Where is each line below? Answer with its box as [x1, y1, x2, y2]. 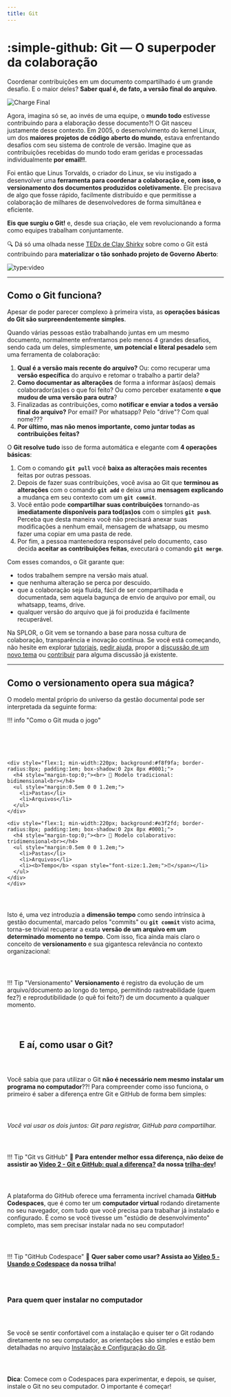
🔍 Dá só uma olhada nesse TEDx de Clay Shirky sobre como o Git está [7, 239, 208, 248]
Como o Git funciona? [7, 289, 102, 301]
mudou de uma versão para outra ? [16, 393, 118, 402]
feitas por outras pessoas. [16, 471, 91, 479]
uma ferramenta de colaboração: [7, 350, 100, 359]
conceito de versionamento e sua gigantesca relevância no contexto [7, 940, 203, 949]
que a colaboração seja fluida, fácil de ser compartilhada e [16, 586, 184, 594]
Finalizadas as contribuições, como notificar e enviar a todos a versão [16, 401, 219, 409]
